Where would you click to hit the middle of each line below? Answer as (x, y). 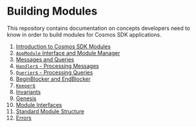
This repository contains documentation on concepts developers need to (99, 28)
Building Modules (52, 11)
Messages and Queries (45, 59)
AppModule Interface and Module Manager (68, 53)
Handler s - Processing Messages (57, 66)
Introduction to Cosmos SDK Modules (63, 46)
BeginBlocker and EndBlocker (53, 79)
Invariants (28, 92)
